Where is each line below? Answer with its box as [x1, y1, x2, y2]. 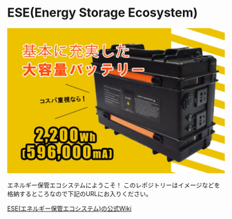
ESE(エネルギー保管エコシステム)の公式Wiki [7, 204, 132, 213]
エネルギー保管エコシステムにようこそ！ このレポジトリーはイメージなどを [7, 181, 221, 189]
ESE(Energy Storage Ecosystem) [7, 5, 198, 21]
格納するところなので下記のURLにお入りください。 [7, 190, 153, 198]
